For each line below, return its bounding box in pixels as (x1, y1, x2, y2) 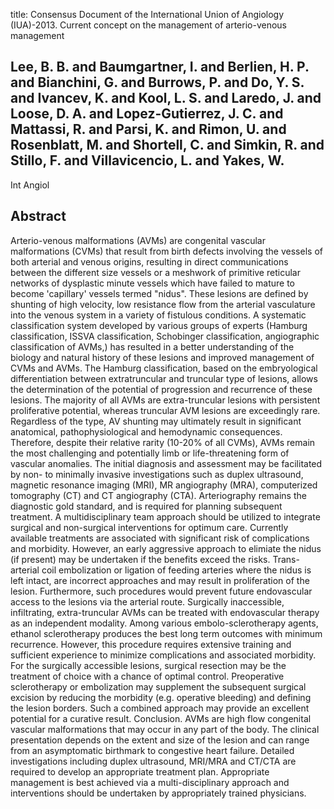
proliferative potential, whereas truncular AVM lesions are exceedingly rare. (10, 404, 321, 416)
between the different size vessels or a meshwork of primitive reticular (10, 266, 301, 278)
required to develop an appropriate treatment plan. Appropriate (10, 765, 270, 778)
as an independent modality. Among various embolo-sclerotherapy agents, (10, 617, 319, 629)
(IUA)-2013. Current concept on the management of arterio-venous (10, 19, 287, 31)
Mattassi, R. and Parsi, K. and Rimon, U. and (10, 121, 287, 138)
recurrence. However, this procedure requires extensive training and (10, 638, 292, 650)
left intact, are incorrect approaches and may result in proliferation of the (10, 574, 310, 586)
